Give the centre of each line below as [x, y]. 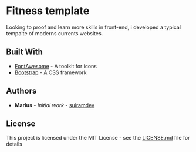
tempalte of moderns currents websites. [55, 33]
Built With [24, 52]
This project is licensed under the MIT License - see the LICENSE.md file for [98, 138]
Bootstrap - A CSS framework [50, 72]
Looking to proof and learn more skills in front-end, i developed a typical [93, 27]
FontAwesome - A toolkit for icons [55, 66]
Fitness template [48, 11]
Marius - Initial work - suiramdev [55, 105]
